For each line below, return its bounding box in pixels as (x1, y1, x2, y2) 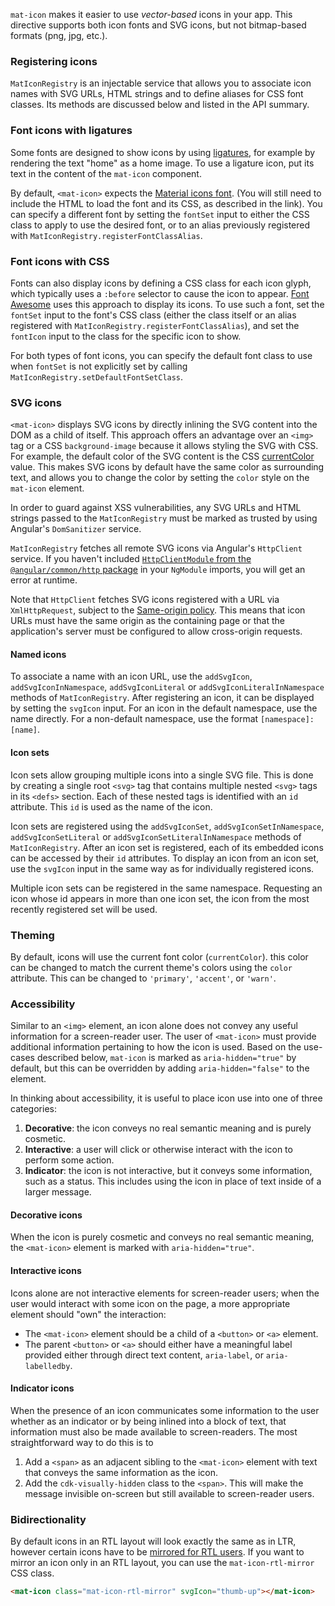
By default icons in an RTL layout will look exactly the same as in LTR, (10, 1535, 297, 1548)
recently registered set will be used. (10, 903, 158, 915)
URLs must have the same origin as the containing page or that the (10, 615, 285, 627)
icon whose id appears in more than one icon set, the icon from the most (10, 892, 310, 904)
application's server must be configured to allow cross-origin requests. (10, 625, 303, 638)
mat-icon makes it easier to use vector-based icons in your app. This (10, 9, 293, 20)
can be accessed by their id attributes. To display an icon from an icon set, (10, 852, 320, 864)
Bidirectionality (10, 1512, 87, 1526)
